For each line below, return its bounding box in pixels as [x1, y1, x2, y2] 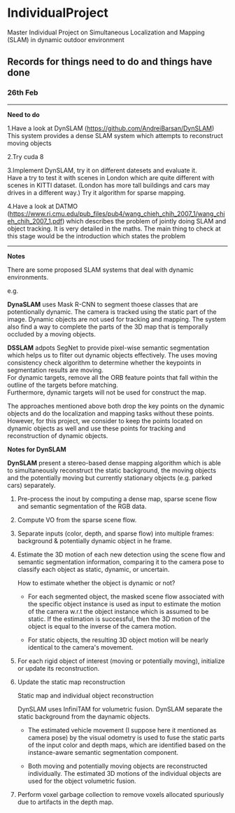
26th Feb [7, 88, 38, 97]
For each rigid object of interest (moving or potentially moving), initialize [17, 657, 225, 665]
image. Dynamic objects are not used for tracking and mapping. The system [7, 315, 226, 323]
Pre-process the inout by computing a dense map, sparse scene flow [17, 494, 218, 503]
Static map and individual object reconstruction [17, 691, 154, 699]
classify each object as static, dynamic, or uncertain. [17, 565, 170, 573]
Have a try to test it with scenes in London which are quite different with [7, 173, 215, 182]
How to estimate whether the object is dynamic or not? [17, 578, 176, 587]
